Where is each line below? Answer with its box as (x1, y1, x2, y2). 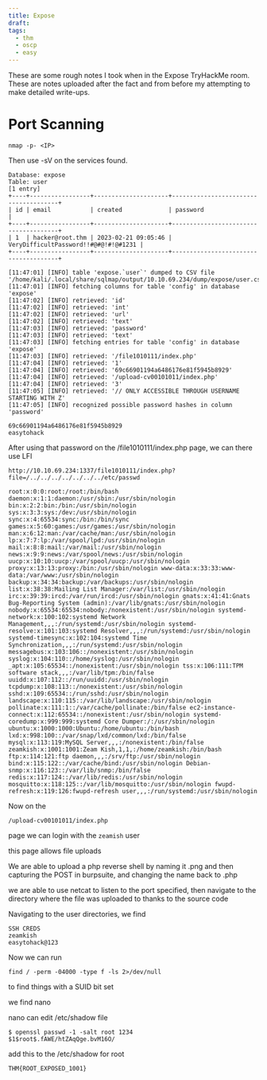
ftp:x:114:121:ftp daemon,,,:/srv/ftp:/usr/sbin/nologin (8, 752, 201, 761)
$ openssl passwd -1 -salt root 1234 (8, 1028, 133, 1036)
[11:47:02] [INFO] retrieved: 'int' (8, 303, 130, 311)
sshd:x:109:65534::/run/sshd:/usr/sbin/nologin (8, 690, 169, 698)
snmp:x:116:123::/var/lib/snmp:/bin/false (8, 766, 151, 774)
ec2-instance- (189, 703, 237, 711)
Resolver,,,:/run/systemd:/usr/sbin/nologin (100, 627, 250, 635)
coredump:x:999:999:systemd (8, 718, 102, 726)
